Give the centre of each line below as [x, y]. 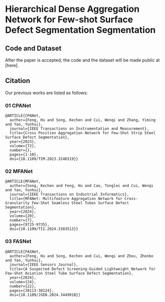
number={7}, [22, 221]
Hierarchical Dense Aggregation [72, 9]
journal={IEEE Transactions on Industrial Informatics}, [69, 194]
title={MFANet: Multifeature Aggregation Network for [66, 199]
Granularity [17, 203]
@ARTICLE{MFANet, [23, 182]
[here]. [12, 65]
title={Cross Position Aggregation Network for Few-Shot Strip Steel [82, 133]
